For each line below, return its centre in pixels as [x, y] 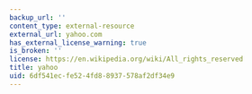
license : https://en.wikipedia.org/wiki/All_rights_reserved [126, 59]
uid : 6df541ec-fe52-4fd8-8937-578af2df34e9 [92, 76]
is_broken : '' [36, 51]
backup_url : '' [38, 17]
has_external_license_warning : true [78, 43]
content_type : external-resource [72, 26]
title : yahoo [34, 68]
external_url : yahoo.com [56, 34]
